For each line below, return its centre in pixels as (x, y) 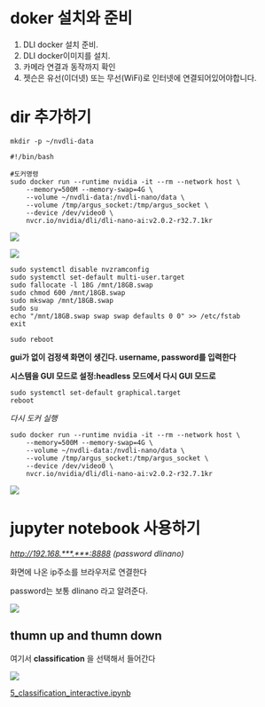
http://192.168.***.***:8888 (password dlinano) (97, 553)
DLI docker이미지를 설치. (66, 55)
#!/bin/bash (32, 156)
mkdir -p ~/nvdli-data (52, 141)
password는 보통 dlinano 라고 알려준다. (79, 591)
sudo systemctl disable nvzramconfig (80, 269)
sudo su (24, 308)
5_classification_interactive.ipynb (70, 693)
